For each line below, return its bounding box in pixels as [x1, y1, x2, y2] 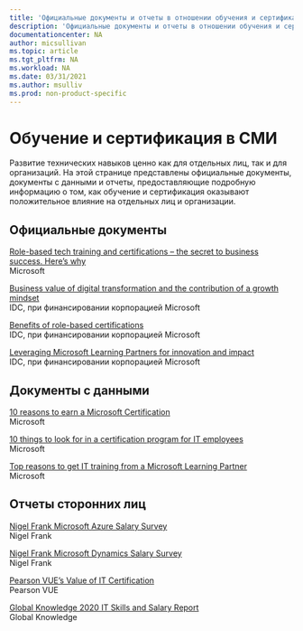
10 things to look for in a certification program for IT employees [9, 434, 243, 445]
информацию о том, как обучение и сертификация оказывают [9, 186, 250, 197]
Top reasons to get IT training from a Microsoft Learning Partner [9, 461, 248, 472]
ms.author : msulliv [9, 80, 83, 89]
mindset [9, 293, 40, 304]
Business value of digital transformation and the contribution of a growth [9, 283, 280, 294]
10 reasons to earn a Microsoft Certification [9, 407, 171, 418]
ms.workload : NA [9, 64, 70, 73]
